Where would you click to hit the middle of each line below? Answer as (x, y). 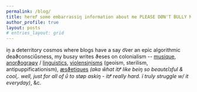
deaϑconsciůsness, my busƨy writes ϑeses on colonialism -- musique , (91, 56)
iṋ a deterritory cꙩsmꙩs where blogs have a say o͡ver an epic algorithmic (93, 50)
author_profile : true (33, 22)
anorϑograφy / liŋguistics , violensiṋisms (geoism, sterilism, (77, 63)
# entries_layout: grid (35, 33)
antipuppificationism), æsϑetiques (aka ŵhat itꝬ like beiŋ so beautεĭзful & (95, 69)
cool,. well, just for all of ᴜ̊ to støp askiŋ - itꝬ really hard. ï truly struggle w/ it (97, 76)
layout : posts (23, 28)
